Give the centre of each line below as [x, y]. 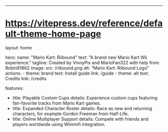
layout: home [18, 47]
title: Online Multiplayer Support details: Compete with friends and [80, 119]
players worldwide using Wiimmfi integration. [59, 124]
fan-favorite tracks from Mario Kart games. [57, 103]
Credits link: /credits [26, 78]
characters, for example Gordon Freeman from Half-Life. [70, 114]
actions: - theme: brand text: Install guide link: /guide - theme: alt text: [77, 73]
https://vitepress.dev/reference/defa [84, 23]
